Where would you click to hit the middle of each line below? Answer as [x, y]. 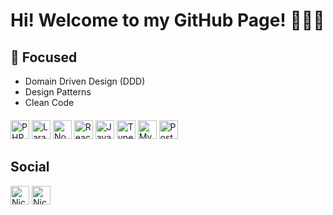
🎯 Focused [44, 57]
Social [30, 167]
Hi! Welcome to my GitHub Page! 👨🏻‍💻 [167, 20]
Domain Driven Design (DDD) [85, 81]
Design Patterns [58, 92]
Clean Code [49, 102]
